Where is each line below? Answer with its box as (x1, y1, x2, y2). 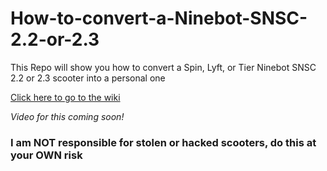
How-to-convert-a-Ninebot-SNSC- (10, 7, 308, 30)
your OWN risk (10, 148, 83, 162)
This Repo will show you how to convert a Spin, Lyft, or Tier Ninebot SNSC (10, 61, 317, 73)
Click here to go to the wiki (10, 91, 121, 103)
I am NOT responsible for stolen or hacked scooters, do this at (10, 135, 317, 149)
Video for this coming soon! (10, 110, 125, 122)
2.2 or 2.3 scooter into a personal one (10, 72, 166, 84)
